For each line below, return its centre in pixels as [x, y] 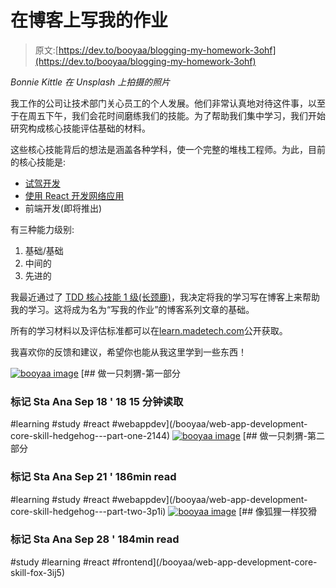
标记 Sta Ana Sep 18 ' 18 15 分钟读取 [97, 401]
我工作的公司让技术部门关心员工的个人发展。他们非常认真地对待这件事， [159, 103]
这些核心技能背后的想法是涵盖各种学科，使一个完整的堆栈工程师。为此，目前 [168, 149]
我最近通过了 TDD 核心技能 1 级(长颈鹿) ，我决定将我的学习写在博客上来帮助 [165, 297]
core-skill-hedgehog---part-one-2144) [90, 436]
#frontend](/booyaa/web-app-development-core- [214, 562]
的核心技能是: [38, 162]
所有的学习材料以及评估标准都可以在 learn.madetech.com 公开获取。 [149, 330]
